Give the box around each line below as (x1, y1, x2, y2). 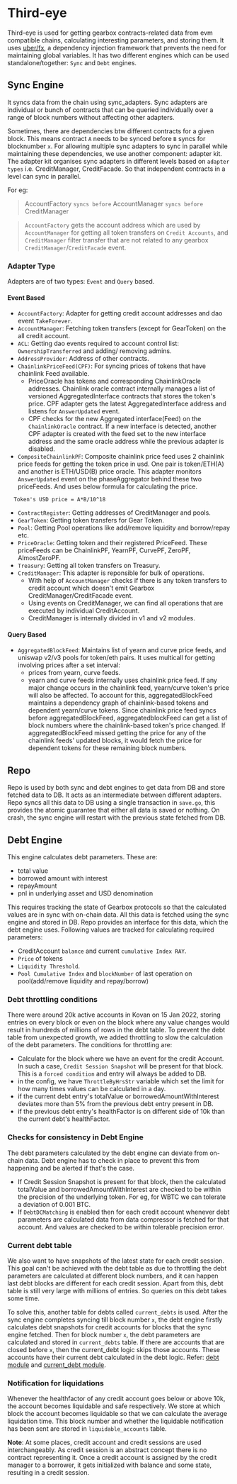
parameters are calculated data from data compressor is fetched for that (17, 1215, 229, 1224)
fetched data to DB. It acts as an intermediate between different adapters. (7, 791, 222, 799)
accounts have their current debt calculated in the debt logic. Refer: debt (7, 1353, 219, 1361)
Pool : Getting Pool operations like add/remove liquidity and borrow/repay (17, 523, 231, 532)
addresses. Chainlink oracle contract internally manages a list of (28, 384, 216, 393)
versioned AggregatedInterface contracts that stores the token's (28, 392, 216, 401)
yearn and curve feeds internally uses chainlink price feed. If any (28, 676, 218, 685)
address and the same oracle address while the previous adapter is (28, 437, 224, 446)
